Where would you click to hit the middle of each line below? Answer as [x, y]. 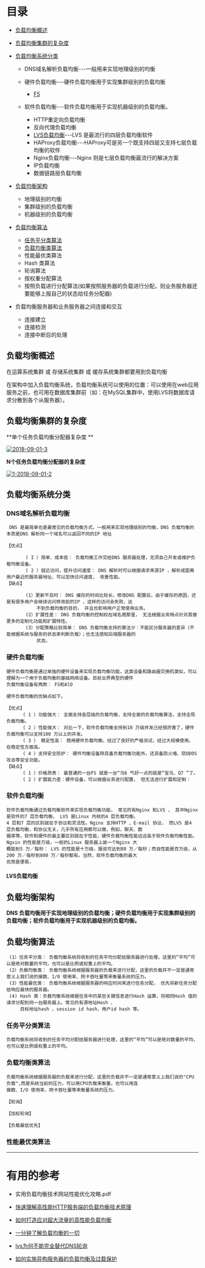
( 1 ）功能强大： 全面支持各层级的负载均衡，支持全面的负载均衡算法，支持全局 [109, 715]
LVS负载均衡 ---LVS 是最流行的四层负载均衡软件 [93, 135]
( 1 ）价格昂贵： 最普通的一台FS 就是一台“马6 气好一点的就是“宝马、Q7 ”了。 [110, 773]
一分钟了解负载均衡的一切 [47, 1233]
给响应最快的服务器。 [29, 990]
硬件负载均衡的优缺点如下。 [36, 696]
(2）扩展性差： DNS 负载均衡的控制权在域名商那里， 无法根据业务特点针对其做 [111, 615]
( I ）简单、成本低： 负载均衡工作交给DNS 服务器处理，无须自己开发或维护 [108, 558]
